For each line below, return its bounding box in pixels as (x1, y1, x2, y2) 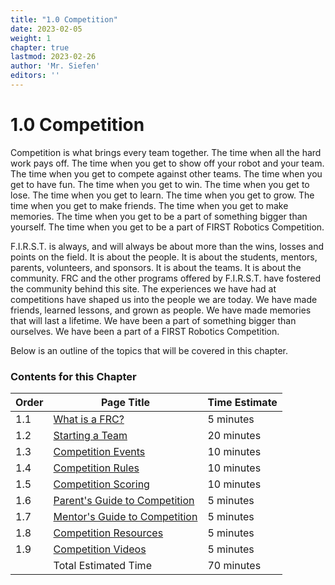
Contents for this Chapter (10, 369, 137, 383)
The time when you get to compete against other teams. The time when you (10, 167, 323, 180)
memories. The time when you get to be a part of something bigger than (10, 210, 308, 222)
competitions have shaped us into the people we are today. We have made (10, 293, 318, 305)
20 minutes (207, 429, 262, 443)
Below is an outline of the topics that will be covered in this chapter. (10, 344, 289, 356)
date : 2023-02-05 (10, 24, 83, 34)
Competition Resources (53, 526, 164, 540)
